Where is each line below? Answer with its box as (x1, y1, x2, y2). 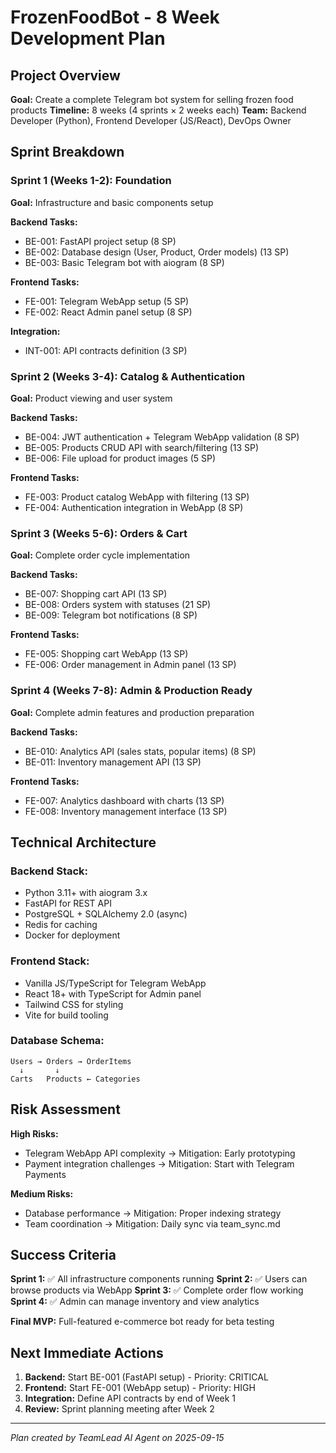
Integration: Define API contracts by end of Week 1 (24, 1392, 237, 1405)
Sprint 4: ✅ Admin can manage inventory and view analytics (10, 1296, 260, 1308)
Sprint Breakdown (10, 144, 125, 161)
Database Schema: (10, 1034, 105, 1048)
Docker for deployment (24, 929, 121, 941)
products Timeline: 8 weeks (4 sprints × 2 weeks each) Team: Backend (10, 104, 307, 116)
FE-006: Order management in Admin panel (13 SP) (24, 659, 237, 671)
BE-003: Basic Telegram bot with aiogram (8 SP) (24, 256, 225, 268)
